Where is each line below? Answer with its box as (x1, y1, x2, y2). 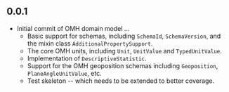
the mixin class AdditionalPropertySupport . (27, 39, 153, 48)
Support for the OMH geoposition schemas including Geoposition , (27, 61, 218, 70)
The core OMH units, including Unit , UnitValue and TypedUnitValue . (27, 46, 223, 55)
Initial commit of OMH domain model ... (16, 24, 130, 32)
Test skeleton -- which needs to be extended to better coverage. (27, 77, 215, 85)
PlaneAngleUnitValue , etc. (27, 69, 103, 77)
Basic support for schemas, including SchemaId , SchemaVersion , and (27, 32, 221, 40)
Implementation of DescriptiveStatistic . (27, 54, 147, 63)
